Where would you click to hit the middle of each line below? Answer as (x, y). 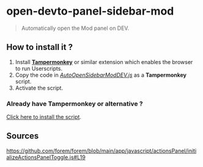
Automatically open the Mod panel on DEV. (75, 28)
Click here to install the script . (44, 117)
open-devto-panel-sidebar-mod (90, 11)
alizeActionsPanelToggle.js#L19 (46, 157)
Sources (23, 136)
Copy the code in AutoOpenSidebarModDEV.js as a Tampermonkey (101, 75)
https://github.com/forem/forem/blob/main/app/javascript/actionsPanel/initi (102, 151)
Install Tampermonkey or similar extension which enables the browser (104, 62)
